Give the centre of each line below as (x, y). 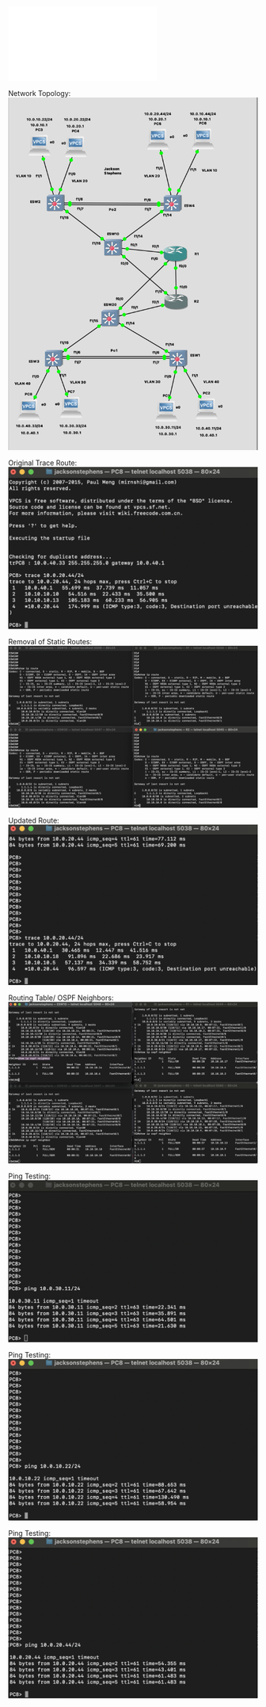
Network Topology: (40, 93)
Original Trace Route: (43, 463)
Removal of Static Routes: (50, 642)
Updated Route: (34, 820)
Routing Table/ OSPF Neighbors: (61, 998)
